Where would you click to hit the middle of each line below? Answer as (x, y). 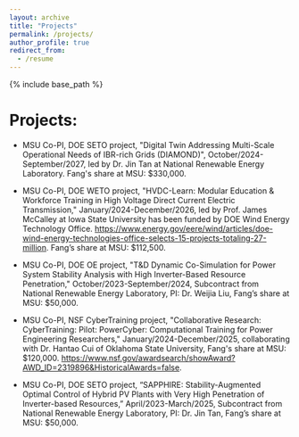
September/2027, (54, 164)
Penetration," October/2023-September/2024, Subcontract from (141, 284)
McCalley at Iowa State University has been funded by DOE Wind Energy (156, 218)
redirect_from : (37, 51)
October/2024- (236, 154)
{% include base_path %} (56, 84)
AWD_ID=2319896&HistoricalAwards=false (101, 367)
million (34, 247)
